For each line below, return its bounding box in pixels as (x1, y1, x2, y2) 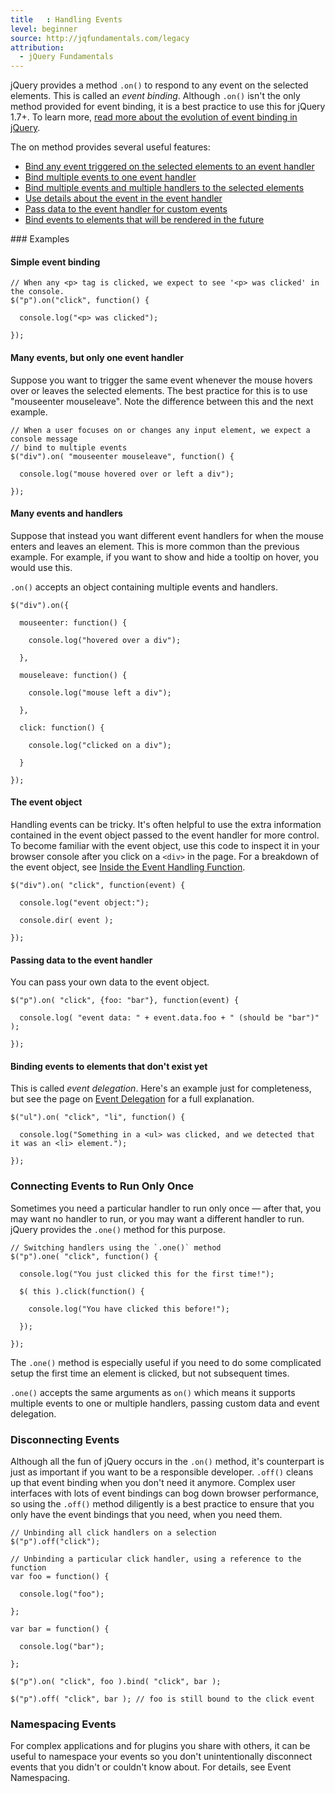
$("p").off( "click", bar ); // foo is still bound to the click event (10, 1694, 315, 1704)
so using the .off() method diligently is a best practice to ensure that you (10, 1497, 315, 1510)
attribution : (10, 42, 65, 53)
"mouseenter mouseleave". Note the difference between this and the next (10, 395, 314, 407)
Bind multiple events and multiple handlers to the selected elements (24, 182, 305, 194)
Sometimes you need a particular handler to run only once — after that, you (10, 1202, 322, 1214)
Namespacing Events (10, 1717, 117, 1731)
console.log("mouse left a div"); (28, 687, 172, 698)
